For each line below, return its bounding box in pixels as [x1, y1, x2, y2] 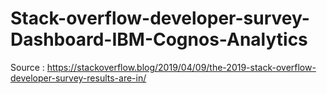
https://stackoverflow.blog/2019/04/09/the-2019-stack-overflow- [46, 61, 317, 73]
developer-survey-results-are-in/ [10, 72, 147, 84]
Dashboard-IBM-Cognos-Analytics [10, 28, 308, 51]
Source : [10, 61, 45, 73]
